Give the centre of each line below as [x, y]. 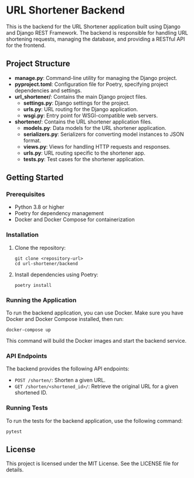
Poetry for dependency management [59, 213]
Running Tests [27, 408]
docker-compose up [28, 330]
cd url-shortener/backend [46, 263]
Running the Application [41, 300]
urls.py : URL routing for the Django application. [81, 109]
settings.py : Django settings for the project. [76, 103]
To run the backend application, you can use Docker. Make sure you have [95, 313]
